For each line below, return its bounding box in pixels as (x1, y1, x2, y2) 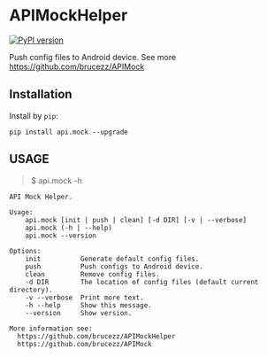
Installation (9, 87, 72, 102)
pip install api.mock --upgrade (9, 128, 128, 136)
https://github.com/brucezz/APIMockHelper (17, 331, 176, 341)
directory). (9, 285, 53, 294)
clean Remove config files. (25, 269, 161, 279)
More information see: (9, 324, 93, 333)
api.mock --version (25, 231, 97, 240)
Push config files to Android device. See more (9, 51, 177, 62)
